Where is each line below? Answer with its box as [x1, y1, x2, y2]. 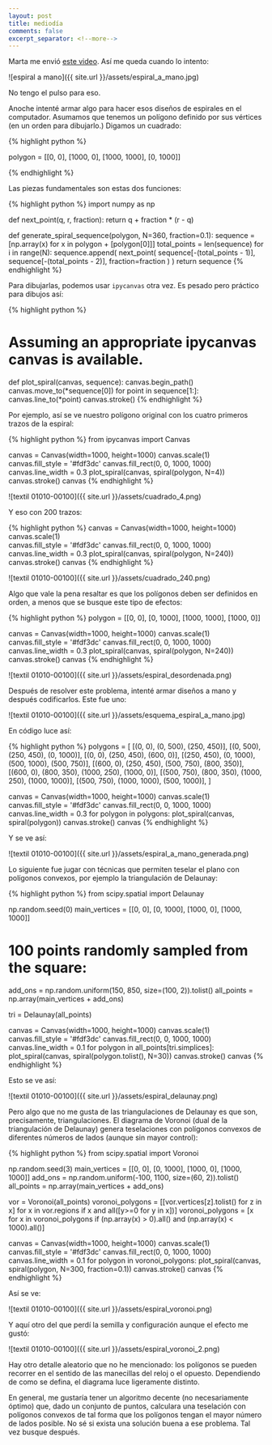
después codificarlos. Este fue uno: [8, 695, 127, 704]
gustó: [8, 1328, 30, 1338]
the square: [8, 958, 87, 977]
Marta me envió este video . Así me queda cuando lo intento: [8, 57, 209, 66]
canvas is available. [8, 351, 144, 369]
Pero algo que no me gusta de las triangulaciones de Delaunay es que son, [8, 1107, 258, 1117]
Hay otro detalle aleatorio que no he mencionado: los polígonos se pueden [8, 1360, 257, 1370]
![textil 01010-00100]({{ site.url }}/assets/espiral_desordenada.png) [8, 670, 232, 680]
